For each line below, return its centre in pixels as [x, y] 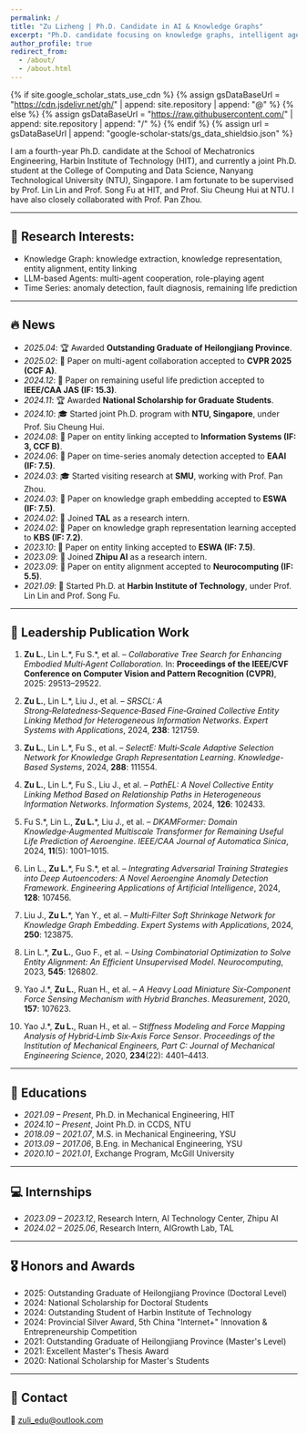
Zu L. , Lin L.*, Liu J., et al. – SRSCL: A [93, 701]
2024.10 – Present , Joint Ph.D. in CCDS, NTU [107, 1125]
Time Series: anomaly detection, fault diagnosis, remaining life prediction [160, 287]
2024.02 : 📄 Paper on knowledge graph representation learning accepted [160, 527]
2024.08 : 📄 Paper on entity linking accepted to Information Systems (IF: [160, 436]
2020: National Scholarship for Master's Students [116, 1360]
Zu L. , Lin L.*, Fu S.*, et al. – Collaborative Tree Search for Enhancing [153, 655]
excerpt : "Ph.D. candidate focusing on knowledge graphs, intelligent [147, 35]
